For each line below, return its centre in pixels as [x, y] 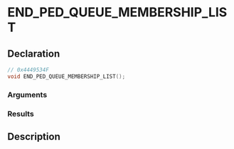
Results [21, 114]
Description [34, 137]
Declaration [34, 54]
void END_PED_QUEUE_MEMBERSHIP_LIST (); [67, 76]
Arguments [27, 94]
